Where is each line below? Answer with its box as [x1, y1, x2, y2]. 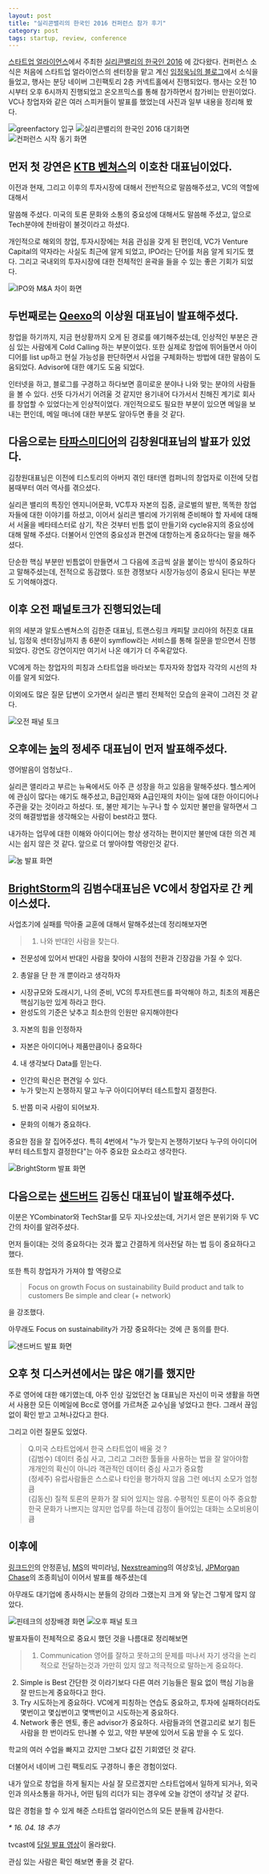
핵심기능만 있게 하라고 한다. [19, 998, 106, 1007]
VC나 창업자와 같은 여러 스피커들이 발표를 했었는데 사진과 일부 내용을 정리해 [8, 97, 244, 107]
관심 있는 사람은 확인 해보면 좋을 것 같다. [8, 1856, 134, 1866]
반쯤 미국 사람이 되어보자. [19, 1103, 100, 1112]
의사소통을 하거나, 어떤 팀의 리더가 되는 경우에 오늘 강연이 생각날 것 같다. [22, 1788, 250, 1798]
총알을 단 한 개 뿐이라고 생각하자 [19, 971, 121, 980]
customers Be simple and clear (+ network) [27, 1290, 171, 1300]
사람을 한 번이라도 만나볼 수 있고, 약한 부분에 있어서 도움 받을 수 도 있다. [19, 1727, 244, 1737]
